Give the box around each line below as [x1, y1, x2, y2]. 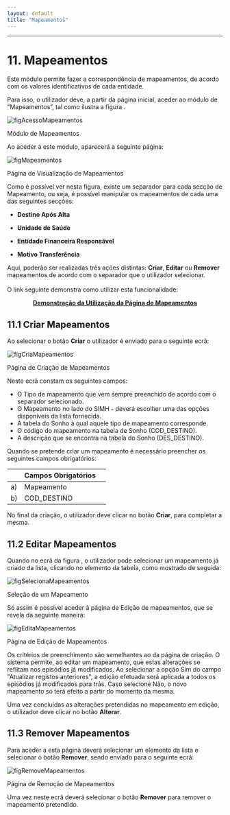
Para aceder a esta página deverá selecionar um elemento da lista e [7, 746, 199, 754]
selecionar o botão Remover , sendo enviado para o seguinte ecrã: [7, 753, 194, 761]
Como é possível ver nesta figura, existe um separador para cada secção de [7, 182, 222, 191]
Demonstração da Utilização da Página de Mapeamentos [33, 299, 197, 307]
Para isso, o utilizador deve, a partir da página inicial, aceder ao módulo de [7, 95, 218, 104]
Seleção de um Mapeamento [7, 591, 88, 599]
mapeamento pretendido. [7, 800, 79, 808]
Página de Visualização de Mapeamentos [7, 169, 124, 178]
